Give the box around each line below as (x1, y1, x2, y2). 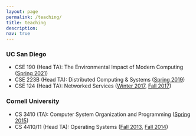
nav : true (6, 31, 31, 37)
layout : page (6, 8, 38, 15)
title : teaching (6, 20, 46, 25)
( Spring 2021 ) (14, 70, 48, 77)
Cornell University (6, 97, 60, 105)
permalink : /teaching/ (6, 14, 62, 20)
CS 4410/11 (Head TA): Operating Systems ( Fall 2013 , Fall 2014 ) (14, 123, 168, 130)
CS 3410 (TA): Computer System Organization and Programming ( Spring (14, 111, 191, 118)
